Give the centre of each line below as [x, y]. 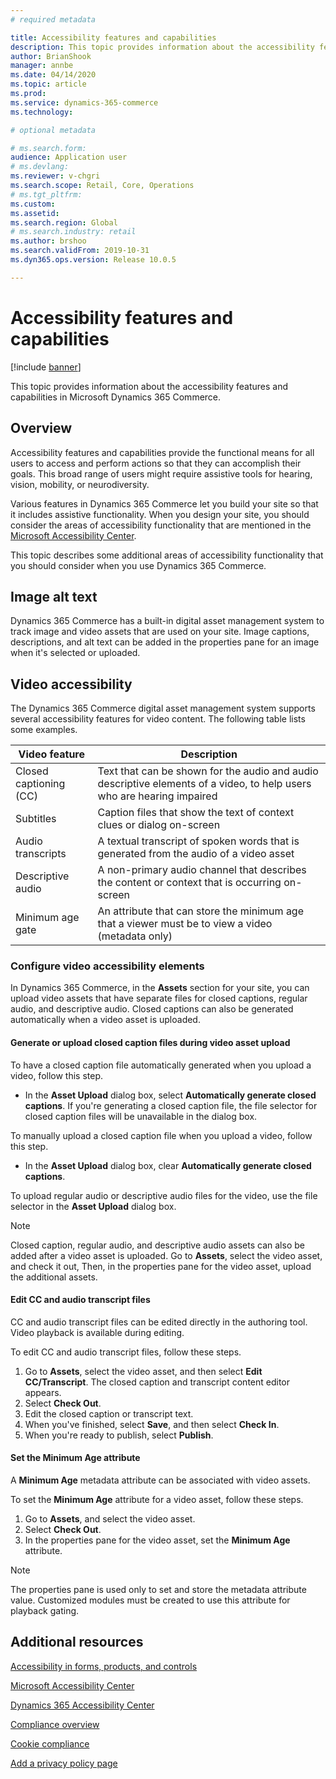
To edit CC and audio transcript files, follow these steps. [126, 1352]
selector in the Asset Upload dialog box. [93, 1206]
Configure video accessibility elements [107, 966]
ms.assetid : [35, 213]
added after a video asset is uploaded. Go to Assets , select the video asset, [166, 1255]
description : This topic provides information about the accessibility [162, 47]
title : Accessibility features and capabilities [113, 37]
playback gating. [45, 1611]
